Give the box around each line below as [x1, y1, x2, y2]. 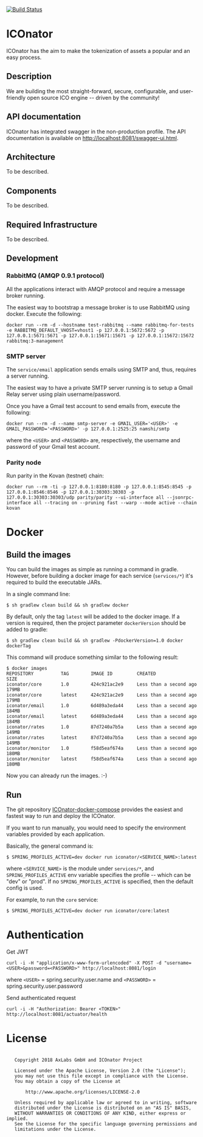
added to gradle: [6, 626, 48, 633]
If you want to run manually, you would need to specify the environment [6, 824, 187, 831]
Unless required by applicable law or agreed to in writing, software [14, 1099, 198, 1105]
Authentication [6, 928, 84, 942]
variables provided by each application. [6, 831, 105, 838]
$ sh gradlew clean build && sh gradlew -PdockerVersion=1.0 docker [6, 638, 184, 644]
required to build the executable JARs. [6, 579, 102, 586]
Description [6, 71, 52, 82]
